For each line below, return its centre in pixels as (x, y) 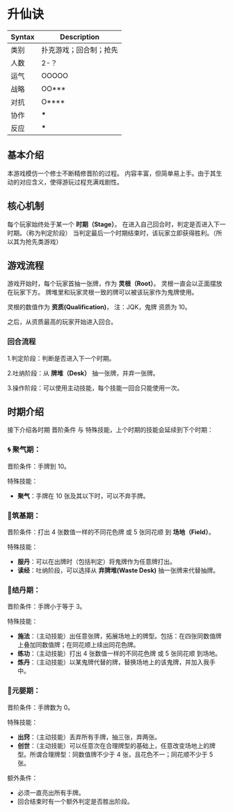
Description (80, 37)
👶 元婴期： (24, 691)
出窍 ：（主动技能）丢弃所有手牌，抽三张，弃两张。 (89, 737)
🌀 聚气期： (24, 450)
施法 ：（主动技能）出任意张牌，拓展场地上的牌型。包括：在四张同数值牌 (119, 636)
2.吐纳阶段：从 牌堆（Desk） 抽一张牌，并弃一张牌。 (83, 373)
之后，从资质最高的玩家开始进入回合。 (62, 322)
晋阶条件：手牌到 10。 (39, 466)
